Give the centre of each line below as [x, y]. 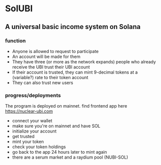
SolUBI [19, 9]
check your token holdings [39, 147]
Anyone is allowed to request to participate [55, 51]
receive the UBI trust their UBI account [51, 67]
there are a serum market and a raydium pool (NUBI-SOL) [70, 157]
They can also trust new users [43, 82]
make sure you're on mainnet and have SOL [56, 126]
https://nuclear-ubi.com [29, 111]
